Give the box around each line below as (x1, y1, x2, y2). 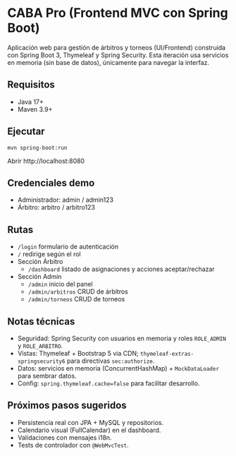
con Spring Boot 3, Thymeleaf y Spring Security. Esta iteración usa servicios (7, 51, 229, 59)
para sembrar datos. (17, 372, 77, 380)
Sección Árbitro (17, 258, 63, 266)
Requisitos (7, 79, 55, 91)
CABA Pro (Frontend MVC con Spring (7, 5, 228, 21)
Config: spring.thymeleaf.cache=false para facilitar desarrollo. (17, 379, 200, 388)
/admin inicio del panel (27, 280, 93, 289)
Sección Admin (17, 272, 62, 281)
